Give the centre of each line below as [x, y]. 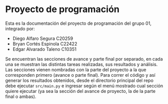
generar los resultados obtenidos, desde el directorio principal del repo [79, 80]
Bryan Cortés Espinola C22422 [45, 43]
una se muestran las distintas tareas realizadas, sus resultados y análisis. [81, 64]
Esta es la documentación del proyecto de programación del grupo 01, [78, 23]
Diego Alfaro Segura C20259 [43, 38]
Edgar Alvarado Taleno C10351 [45, 49]
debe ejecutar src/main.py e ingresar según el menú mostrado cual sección [84, 86]
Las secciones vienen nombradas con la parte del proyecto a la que [76, 70]
